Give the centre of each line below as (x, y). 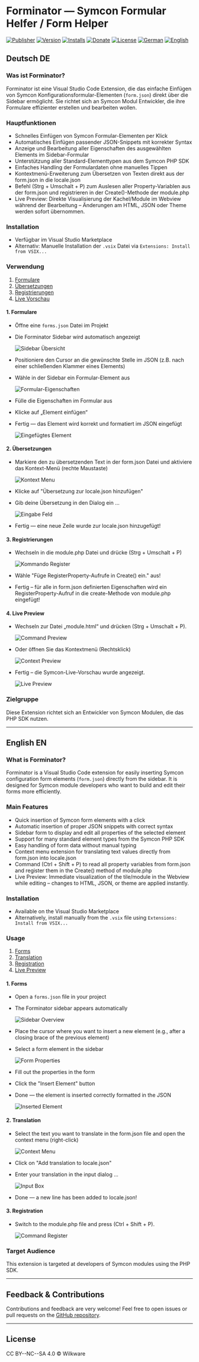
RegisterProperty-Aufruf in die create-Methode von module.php (93, 593)
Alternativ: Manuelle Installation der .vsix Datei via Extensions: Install (102, 246)
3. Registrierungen (30, 539)
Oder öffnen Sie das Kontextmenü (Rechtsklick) (73, 650)
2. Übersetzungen (29, 449)
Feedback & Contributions (55, 1295)
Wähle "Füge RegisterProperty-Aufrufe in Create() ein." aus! (88, 576)
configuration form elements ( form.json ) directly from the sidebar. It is (92, 779)
